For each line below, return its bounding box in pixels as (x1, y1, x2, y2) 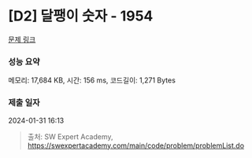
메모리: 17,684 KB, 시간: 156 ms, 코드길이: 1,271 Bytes (8, 75, 176, 85)
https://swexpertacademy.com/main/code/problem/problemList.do (27, 141, 245, 150)
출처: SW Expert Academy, (27, 131, 113, 141)
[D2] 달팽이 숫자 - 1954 (8, 7, 154, 25)
